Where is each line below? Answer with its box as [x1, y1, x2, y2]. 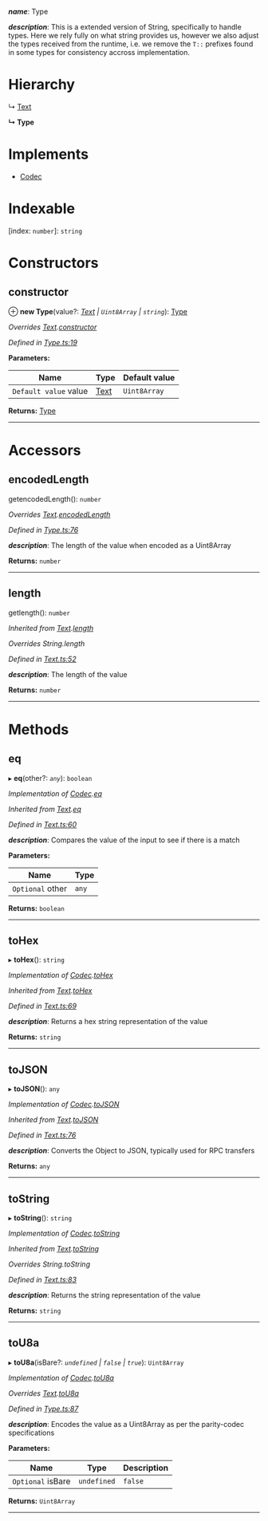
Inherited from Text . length [8, 623, 94, 632]
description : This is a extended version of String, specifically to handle [8, 22, 242, 31]
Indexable [8, 199, 76, 218]
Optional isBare [12, 1476, 71, 1487]
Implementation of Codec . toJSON [8, 1100, 120, 1109]
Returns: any [8, 1161, 50, 1171]
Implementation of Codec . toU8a [8, 1373, 114, 1382]
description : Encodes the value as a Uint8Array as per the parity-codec [8, 1419, 245, 1428]
